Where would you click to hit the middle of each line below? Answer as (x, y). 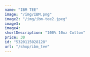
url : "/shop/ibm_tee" (27, 47)
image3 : (13, 24)
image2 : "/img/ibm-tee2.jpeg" (36, 19)
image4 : (13, 28)
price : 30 (15, 38)
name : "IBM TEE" (21, 10)
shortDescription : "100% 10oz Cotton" (45, 33)
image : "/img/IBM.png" (28, 14)
